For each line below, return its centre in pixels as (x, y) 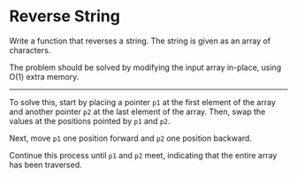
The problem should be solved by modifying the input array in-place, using (145, 67)
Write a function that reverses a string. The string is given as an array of (140, 41)
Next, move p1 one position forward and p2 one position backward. (130, 138)
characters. (30, 50)
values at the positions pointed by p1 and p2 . (90, 120)
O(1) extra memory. (44, 76)
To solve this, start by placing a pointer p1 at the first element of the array (142, 102)
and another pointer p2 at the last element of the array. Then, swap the (137, 112)
